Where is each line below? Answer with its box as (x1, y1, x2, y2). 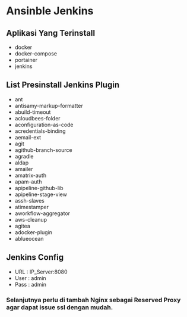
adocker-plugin (14, 228, 52, 236)
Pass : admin (14, 281, 46, 288)
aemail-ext (14, 133, 42, 141)
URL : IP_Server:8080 (14, 268, 68, 275)
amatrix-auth (14, 172, 46, 179)
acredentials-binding (14, 127, 66, 135)
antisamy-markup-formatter (14, 102, 83, 109)
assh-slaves (14, 197, 45, 204)
